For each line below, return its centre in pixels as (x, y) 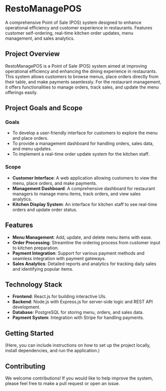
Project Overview (32, 54)
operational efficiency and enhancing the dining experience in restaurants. (81, 71)
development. (26, 307)
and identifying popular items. (43, 269)
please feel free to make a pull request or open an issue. (63, 383)
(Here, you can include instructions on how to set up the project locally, (78, 345)
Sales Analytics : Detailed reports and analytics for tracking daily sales (84, 264)
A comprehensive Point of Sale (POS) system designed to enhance (73, 22)
